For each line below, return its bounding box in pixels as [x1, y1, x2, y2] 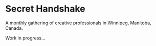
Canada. [5, 25, 23, 31]
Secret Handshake [5, 3, 85, 15]
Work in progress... [5, 35, 46, 41]
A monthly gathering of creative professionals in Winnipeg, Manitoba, [5, 20, 152, 26]
